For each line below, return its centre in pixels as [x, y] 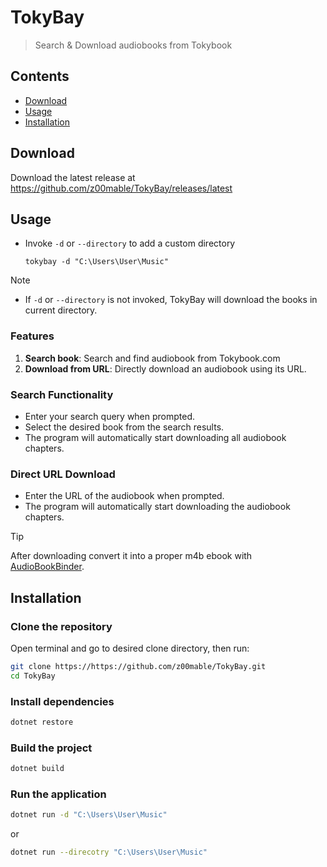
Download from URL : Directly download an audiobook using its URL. [165, 368]
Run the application [58, 794]
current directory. [61, 310]
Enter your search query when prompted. [110, 416]
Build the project [51, 748]
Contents [40, 76]
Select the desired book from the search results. [124, 427]
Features [32, 336]
